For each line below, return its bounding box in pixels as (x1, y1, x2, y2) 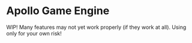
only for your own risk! (6, 29, 62, 37)
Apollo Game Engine (6, 4, 110, 18)
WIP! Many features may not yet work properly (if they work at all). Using (6, 24, 187, 31)
